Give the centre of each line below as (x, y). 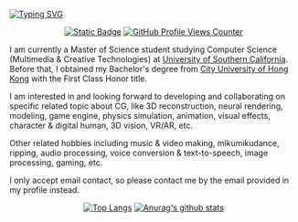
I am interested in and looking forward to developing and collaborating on (148, 96)
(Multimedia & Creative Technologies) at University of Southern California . (149, 59)
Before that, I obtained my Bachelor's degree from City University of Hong (149, 69)
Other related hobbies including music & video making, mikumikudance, (144, 143)
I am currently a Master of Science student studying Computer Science (143, 49)
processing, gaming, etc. (56, 163)
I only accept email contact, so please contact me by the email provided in (149, 180)
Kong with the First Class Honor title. (79, 79)
